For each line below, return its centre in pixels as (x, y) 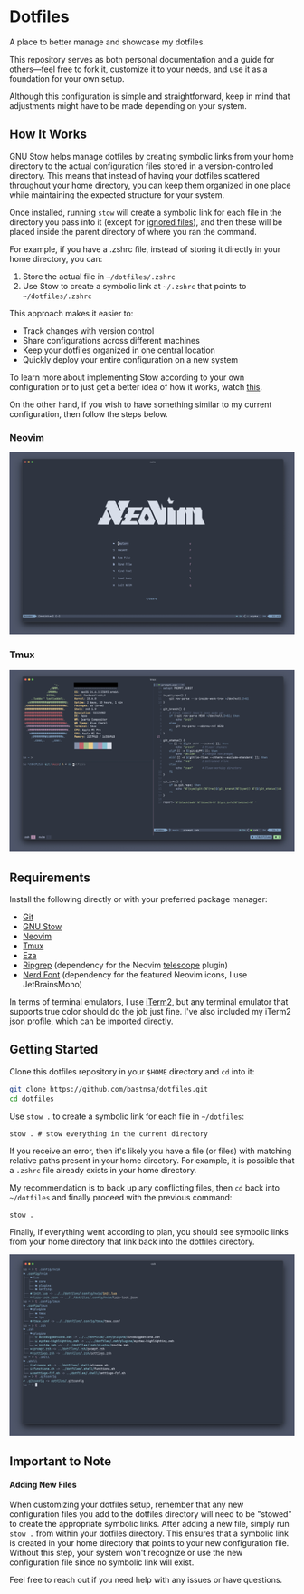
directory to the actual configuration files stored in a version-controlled (142, 166)
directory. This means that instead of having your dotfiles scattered (135, 175)
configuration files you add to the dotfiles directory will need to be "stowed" (151, 1514)
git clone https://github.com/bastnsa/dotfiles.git (109, 1089)
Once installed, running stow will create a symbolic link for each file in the (146, 212)
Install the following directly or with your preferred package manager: (139, 899)
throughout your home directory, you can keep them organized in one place (150, 185)
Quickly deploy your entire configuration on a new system (130, 359)
